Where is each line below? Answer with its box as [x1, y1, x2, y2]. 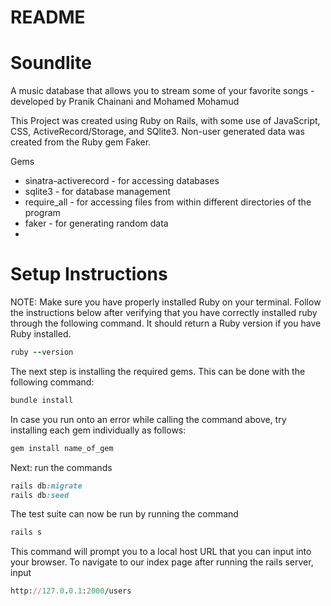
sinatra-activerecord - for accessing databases [24, 175, 220, 187]
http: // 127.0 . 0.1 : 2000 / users [10, 586, 132, 596]
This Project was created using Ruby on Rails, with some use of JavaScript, [10, 115, 321, 127]
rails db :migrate [10, 481, 83, 491]
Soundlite [10, 52, 92, 75]
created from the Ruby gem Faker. [10, 136, 152, 148]
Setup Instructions [10, 263, 168, 286]
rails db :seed [10, 490, 70, 500]
